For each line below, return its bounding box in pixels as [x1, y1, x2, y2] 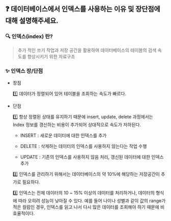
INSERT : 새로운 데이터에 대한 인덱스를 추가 [20, 132, 107, 138]
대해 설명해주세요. [5, 17, 59, 25]
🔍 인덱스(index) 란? [5, 33, 53, 40]
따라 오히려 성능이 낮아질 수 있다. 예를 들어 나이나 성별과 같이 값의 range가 [18, 197, 166, 204]
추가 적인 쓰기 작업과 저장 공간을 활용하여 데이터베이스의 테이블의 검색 [17, 47, 157, 53]
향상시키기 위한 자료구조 [27, 53, 75, 59]
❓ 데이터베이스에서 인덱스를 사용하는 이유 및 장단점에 [5, 5, 160, 14]
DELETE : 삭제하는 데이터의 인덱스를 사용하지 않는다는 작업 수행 [20, 143, 147, 149]
